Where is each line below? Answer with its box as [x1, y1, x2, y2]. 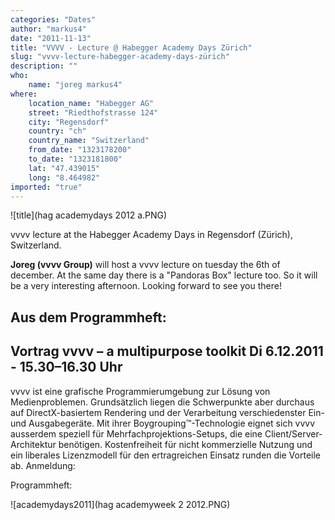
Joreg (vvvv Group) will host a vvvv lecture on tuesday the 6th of [10, 259, 281, 271]
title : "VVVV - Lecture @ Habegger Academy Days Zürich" [10, 42, 253, 53]
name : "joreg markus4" [28, 80, 123, 90]
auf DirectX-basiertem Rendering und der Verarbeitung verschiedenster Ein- [10, 406, 325, 418]
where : [10, 89, 38, 99]
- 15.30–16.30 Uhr [10, 359, 123, 376]
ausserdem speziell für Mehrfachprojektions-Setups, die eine [10, 427, 263, 440]
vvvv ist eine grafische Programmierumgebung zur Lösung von [10, 385, 271, 397]
